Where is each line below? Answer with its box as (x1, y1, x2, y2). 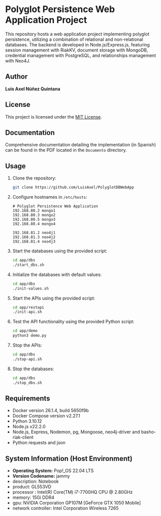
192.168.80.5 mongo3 (12, 217, 56, 222)
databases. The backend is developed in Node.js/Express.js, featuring (5, 41, 150, 47)
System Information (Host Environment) (5, 454, 133, 463)
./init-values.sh (12, 286, 49, 291)
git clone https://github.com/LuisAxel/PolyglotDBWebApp (12, 185, 134, 190)
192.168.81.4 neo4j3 (12, 239, 56, 244)
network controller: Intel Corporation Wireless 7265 (12, 505, 119, 511)
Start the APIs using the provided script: (12, 295, 95, 301)
